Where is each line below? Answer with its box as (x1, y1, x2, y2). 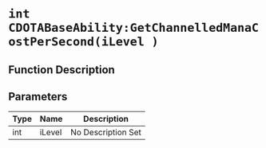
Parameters (8, 90, 68, 103)
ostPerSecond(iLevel (8, 34, 145, 49)
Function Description (8, 63, 116, 76)
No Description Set (70, 127, 142, 138)
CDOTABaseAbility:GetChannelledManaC (8, 21, 260, 36)
